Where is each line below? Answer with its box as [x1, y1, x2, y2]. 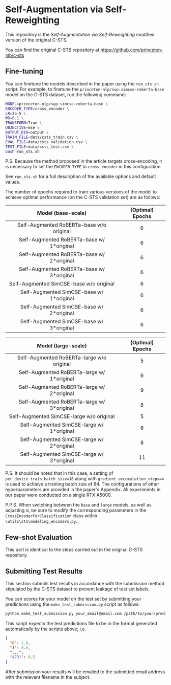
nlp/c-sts [5, 52, 24, 58]
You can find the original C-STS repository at [5, 47, 100, 53]
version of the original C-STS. [5, 37, 68, 43]
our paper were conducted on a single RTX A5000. [5, 492, 112, 498]
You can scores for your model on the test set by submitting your [5, 596, 141, 602]
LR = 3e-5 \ [5, 111, 26, 116]
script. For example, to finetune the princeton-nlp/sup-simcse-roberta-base [5, 86, 164, 92]
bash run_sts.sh [5, 149, 40, 154]
